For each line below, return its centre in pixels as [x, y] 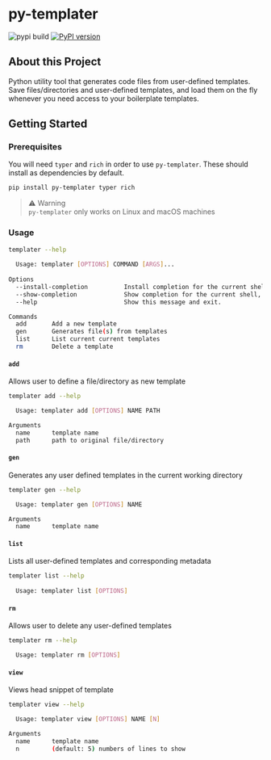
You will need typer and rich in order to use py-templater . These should [128, 164]
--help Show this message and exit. [119, 302]
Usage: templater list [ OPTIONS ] [72, 591]
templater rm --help [43, 640]
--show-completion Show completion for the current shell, [139, 294]
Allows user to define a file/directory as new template [97, 381]
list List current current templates [88, 339]
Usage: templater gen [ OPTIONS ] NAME [79, 504]
